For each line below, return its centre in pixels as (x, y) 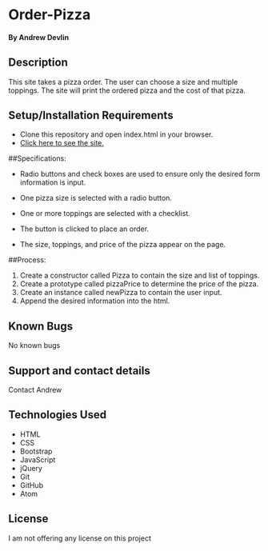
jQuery (31, 468)
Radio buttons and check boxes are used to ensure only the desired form (140, 174)
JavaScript (38, 459)
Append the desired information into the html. (95, 301)
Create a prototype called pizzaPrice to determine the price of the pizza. (139, 284)
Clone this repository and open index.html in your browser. (116, 134)
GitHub (32, 485)
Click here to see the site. (62, 143)
